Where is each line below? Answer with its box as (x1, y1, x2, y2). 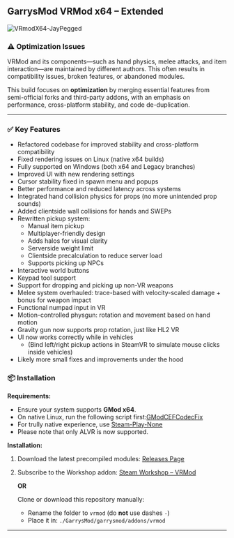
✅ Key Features (7, 125, 61, 135)
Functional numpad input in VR (17, 304, 106, 312)
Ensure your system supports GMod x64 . (17, 405, 136, 414)
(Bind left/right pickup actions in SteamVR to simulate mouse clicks (27, 341, 220, 349)
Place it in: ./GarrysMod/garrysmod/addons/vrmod (27, 516, 166, 524)
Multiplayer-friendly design (27, 230, 106, 238)
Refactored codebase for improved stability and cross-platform (17, 140, 198, 149)
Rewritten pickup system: (17, 214, 91, 223)
